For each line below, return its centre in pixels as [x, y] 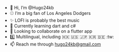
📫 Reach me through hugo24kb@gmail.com [55, 44]
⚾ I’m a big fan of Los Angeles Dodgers [50, 13]
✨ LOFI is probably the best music [45, 20]
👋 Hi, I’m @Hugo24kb [32, 8]
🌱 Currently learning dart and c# [43, 26]
